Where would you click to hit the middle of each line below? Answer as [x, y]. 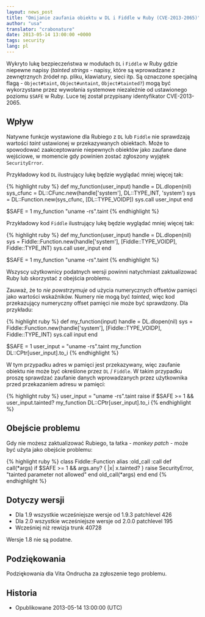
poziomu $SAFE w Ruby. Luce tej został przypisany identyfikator [86, 96]
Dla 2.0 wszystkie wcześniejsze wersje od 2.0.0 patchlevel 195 [94, 522]
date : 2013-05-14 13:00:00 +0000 [49, 35]
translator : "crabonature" [41, 29]
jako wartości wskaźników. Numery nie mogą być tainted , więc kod [91, 296]
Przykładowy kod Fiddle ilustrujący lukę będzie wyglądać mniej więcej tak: [100, 223]
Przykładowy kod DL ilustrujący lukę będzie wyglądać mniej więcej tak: [95, 174]
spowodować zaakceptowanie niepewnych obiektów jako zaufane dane [96, 149]
